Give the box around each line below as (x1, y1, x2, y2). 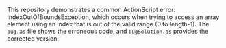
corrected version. (7, 34, 60, 43)
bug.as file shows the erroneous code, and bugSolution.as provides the (7, 27, 209, 35)
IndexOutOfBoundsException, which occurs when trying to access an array (7, 13, 220, 21)
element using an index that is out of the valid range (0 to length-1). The (7, 20, 210, 28)
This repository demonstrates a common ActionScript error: (7, 6, 176, 14)
